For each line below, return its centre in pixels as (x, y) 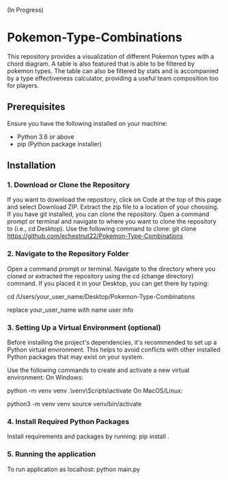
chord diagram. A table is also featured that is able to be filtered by (101, 64)
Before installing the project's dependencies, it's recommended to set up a (112, 343)
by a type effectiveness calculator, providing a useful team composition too (113, 78)
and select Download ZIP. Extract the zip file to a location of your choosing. (113, 207)
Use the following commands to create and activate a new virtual (98, 370)
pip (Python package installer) (59, 144)
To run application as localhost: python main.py (74, 469)
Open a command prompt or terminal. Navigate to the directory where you (111, 269)
